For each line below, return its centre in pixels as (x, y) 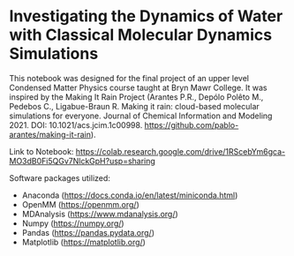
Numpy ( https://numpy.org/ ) (73, 223)
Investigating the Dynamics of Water (146, 16)
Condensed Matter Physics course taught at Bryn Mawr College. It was (138, 87)
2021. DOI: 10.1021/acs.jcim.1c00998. (76, 124)
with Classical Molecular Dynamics (140, 35)
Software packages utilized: (60, 177)
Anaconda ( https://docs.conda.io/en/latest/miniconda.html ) (130, 195)
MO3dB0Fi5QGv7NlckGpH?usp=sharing (83, 161)
